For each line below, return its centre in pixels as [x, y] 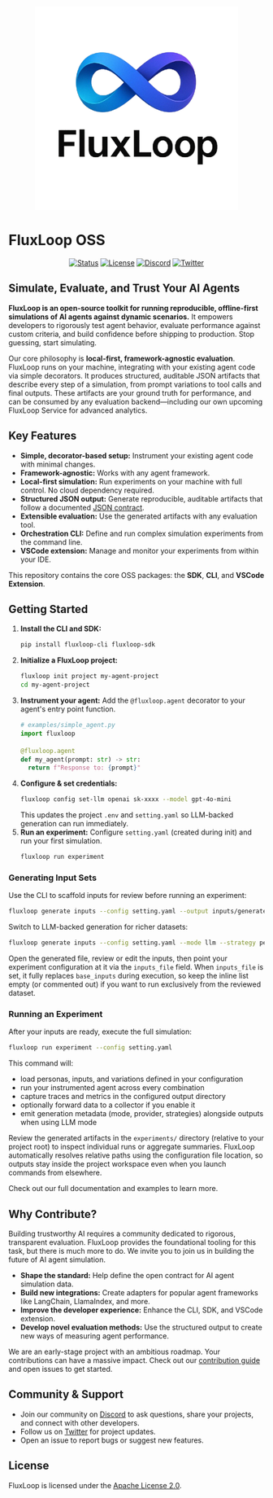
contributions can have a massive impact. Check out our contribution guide [134, 1360]
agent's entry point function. [68, 709]
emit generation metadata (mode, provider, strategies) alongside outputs [142, 1114]
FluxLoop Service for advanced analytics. [78, 410]
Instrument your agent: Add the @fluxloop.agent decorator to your [133, 700]
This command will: [41, 1063]
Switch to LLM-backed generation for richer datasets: [98, 927]
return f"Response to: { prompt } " [84, 768]
